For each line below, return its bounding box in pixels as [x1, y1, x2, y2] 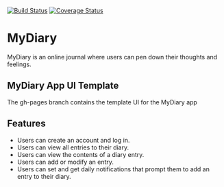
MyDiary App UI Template [7, 80, 119, 91]
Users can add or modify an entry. [16, 158, 114, 166]
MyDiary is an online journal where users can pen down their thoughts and [7, 53, 218, 61]
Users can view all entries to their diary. [16, 143, 129, 152]
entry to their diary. [16, 172, 72, 180]
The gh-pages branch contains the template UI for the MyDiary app [7, 98, 197, 106]
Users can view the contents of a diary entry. [16, 150, 145, 158]
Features [7, 118, 46, 130]
